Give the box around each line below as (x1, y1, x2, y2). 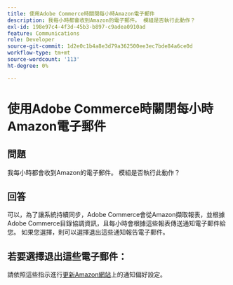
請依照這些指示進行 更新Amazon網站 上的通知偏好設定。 (7, 270, 166, 279)
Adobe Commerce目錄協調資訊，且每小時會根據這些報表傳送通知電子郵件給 (7, 219, 226, 228)
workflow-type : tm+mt (7, 50, 71, 57)
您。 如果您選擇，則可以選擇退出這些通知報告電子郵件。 (7, 228, 169, 237)
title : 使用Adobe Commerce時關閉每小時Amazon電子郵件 (7, 10, 155, 18)
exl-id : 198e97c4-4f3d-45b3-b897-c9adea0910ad (7, 23, 146, 30)
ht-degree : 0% (7, 62, 49, 69)
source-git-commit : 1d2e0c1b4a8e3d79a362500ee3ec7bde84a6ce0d (7, 43, 193, 50)
